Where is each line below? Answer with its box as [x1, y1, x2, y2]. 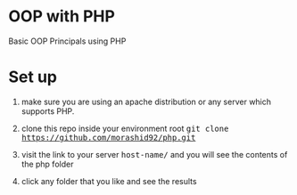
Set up [8, 67, 57, 87]
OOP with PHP [8, 6, 115, 27]
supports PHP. [21, 105, 75, 117]
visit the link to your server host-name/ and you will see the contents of [21, 149, 288, 159]
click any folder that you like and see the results [21, 175, 197, 186]
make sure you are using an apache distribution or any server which [21, 96, 272, 107]
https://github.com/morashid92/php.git [21, 132, 196, 142]
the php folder [21, 158, 74, 169]
